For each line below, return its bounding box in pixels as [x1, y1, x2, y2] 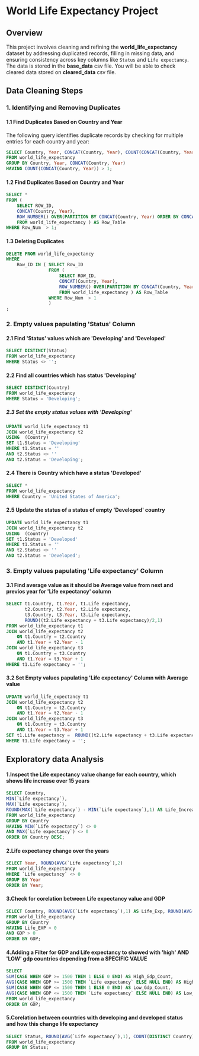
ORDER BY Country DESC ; [6, 834, 65, 840]
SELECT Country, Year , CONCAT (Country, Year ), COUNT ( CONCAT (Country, [6, 149, 182, 155]
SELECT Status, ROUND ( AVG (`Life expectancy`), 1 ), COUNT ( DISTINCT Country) [6, 1033, 195, 1039]
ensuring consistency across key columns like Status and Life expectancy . [6, 56, 190, 63]
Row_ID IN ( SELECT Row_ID [17, 262, 84, 268]
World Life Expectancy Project [6, 4, 159, 18]
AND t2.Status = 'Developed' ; [6, 553, 81, 559]
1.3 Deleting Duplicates [6, 237, 65, 244]
